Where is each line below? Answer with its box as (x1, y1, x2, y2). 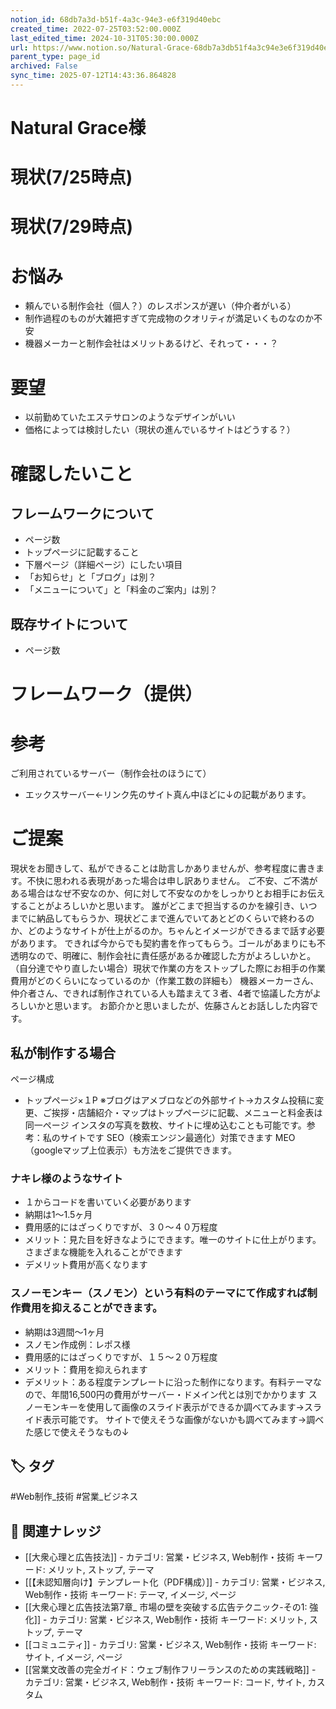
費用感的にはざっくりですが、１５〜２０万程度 (24, 1351, 218, 1363)
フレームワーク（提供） (10, 683, 203, 706)
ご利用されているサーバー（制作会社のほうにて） (10, 767, 212, 780)
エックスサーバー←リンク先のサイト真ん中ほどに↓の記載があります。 (24, 789, 312, 801)
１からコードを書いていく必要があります (24, 1196, 192, 1208)
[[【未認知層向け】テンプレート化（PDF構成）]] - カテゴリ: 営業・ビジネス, (24, 1576, 326, 1588)
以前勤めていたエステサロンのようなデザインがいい (24, 411, 236, 423)
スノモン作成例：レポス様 (24, 1338, 131, 1350)
